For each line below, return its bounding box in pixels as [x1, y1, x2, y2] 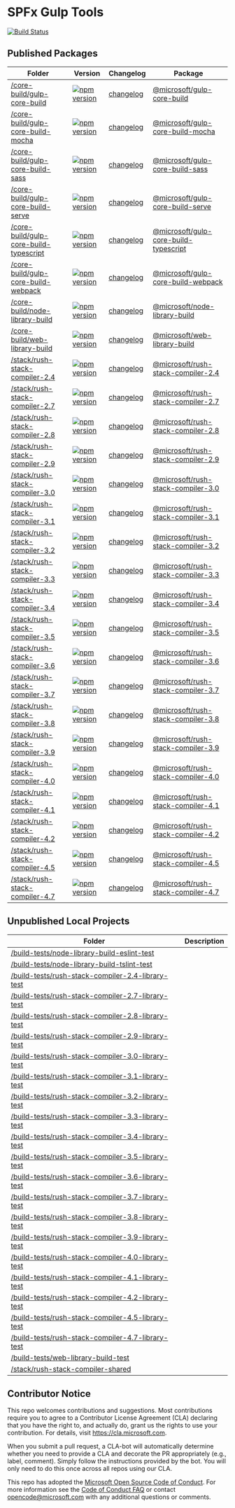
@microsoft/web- [152, 330, 212, 340]
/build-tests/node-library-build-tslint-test [10, 959, 152, 969]
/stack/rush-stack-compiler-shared [10, 1364, 131, 1374]
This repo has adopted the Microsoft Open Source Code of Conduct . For [7, 1478, 216, 1486]
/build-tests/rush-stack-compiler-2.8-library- [10, 1011, 169, 1020]
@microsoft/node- [152, 301, 215, 311]
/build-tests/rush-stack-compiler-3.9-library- [10, 1232, 169, 1242]
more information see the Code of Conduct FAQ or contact [7, 1486, 176, 1494]
